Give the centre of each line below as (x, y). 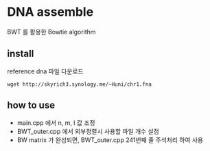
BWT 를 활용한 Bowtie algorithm (51, 32)
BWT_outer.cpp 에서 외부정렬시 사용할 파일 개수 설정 (88, 131)
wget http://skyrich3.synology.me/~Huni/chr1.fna (80, 84)
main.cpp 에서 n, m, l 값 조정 (56, 123)
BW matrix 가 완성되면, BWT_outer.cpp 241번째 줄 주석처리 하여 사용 (110, 140)
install (21, 54)
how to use (31, 105)
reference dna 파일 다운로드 (45, 71)
